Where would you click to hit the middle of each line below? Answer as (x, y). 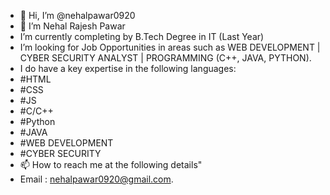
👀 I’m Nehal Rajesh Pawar (72, 26)
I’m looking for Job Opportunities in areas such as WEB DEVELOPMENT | (170, 47)
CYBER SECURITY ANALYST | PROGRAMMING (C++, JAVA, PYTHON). (165, 58)
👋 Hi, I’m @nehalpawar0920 (77, 15)
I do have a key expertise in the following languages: (128, 68)
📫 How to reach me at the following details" (111, 164)
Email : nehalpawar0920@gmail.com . (96, 179)
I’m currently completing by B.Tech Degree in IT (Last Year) (142, 36)
